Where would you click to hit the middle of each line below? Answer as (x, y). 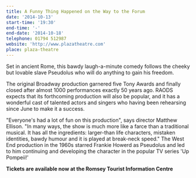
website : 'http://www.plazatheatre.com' (56, 44)
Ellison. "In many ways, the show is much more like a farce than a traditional (97, 126)
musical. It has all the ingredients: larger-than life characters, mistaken (91, 132)
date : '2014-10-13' (30, 17)
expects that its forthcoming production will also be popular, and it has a (93, 96)
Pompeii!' (18, 157)
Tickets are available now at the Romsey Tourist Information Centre (90, 169)
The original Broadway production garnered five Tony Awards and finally (94, 84)
